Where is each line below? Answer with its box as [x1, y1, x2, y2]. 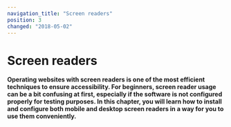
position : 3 [7, 17, 41, 23]
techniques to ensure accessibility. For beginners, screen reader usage [7, 83, 216, 91]
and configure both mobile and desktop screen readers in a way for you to [7, 105, 224, 113]
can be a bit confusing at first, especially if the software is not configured [7, 90, 223, 99]
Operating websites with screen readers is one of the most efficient [7, 75, 205, 84]
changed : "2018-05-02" [7, 23, 73, 30]
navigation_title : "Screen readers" [7, 10, 113, 17]
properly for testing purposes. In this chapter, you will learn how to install [7, 97, 223, 106]
